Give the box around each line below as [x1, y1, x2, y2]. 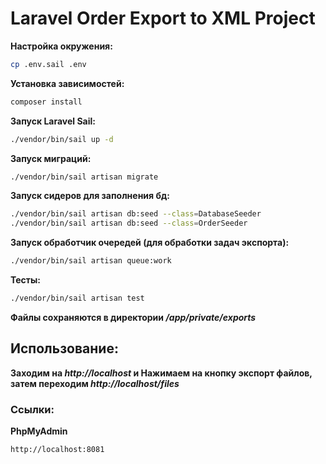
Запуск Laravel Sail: [10, 115, 96, 127]
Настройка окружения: [10, 40, 113, 52]
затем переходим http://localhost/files [10, 377, 180, 389]
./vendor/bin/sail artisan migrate [10, 172, 159, 182]
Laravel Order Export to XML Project [10, 7, 316, 30]
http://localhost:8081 [10, 445, 105, 455]
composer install [10, 97, 83, 107]
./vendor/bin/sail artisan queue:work [10, 256, 172, 266]
